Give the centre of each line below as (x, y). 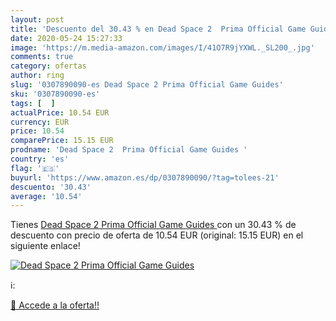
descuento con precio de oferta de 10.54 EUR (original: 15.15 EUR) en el (157, 235)
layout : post (37, 19)
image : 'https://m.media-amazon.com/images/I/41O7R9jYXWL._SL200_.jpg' (162, 47)
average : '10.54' (46, 196)
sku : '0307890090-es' (55, 94)
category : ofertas (48, 66)
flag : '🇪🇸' (35, 168)
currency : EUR (40, 122)
